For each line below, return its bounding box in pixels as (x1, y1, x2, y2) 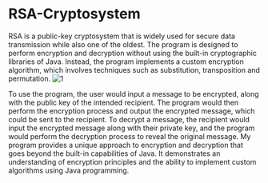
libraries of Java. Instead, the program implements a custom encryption (8, 57, 244, 66)
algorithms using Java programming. (8, 165, 130, 175)
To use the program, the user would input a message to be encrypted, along (8, 89, 259, 98)
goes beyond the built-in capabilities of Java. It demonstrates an (8, 149, 221, 158)
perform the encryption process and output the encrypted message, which (8, 105, 255, 116)
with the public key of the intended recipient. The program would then (8, 97, 239, 107)
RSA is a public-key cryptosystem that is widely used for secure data (8, 31, 236, 41)
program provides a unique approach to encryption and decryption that (8, 140, 244, 149)
